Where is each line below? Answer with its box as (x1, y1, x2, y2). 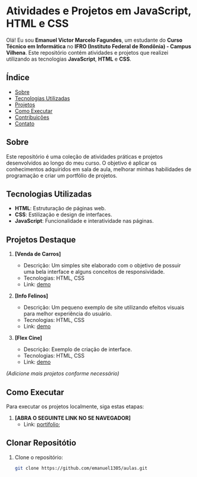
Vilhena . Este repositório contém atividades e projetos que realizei (6, 49, 169, 56)
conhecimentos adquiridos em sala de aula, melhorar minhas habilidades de (6, 165, 192, 173)
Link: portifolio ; (23, 421, 60, 428)
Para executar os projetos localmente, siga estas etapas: (6, 403, 144, 410)
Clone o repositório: (14, 453, 63, 461)
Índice (6, 72, 30, 83)
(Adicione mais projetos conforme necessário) (6, 370, 120, 377)
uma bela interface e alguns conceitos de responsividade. (23, 268, 165, 276)
